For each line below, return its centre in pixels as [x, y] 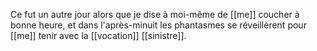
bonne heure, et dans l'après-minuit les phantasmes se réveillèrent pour [158, 25]
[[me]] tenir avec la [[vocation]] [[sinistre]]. [98, 35]
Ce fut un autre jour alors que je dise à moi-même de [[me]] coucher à [155, 14]
